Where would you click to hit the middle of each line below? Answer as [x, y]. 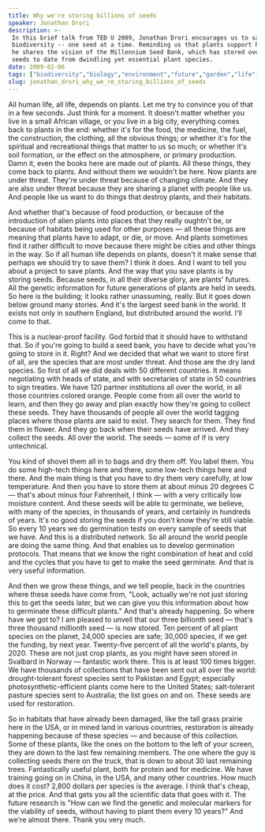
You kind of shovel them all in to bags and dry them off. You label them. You [131, 461]
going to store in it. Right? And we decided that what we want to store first [129, 354]
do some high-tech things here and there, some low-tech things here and [127, 469]
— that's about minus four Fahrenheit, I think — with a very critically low [125, 494]
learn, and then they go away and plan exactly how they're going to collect [129, 403]
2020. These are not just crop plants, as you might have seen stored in [123, 652]
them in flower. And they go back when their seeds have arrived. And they [129, 429]
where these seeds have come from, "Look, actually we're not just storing [128, 594]
